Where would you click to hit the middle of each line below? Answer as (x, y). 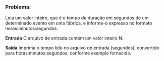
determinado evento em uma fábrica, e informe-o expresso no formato (79, 23)
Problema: (18, 7)
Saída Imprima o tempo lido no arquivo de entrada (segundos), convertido (82, 48)
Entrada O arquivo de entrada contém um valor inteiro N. (64, 38)
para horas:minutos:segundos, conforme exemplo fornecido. (68, 53)
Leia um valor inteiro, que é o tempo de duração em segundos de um (77, 18)
